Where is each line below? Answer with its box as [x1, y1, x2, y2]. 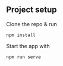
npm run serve [6, 54, 42, 60]
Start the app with [6, 42, 51, 49]
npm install [6, 32, 36, 38]
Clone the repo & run [6, 20, 58, 27]
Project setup [6, 5, 58, 15]
